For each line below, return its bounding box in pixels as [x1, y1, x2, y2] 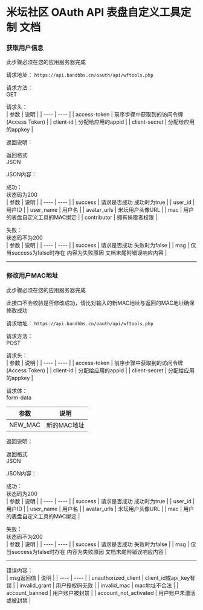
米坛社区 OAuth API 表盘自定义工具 [6, 5, 181, 19]
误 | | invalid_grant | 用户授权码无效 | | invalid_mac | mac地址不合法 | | [6, 582, 179, 589]
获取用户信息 [6, 43, 44, 52]
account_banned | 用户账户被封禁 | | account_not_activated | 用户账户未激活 [6, 589, 196, 596]
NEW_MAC [9, 421, 40, 429]
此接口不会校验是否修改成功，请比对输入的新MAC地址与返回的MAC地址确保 [6, 299, 195, 307]
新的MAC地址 [46, 421, 85, 429]
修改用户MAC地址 [6, 272, 59, 280]
